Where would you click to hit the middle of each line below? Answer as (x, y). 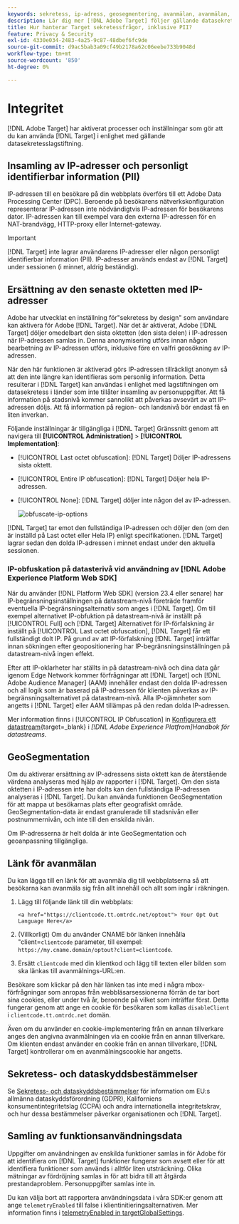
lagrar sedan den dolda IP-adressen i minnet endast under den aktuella (111, 543)
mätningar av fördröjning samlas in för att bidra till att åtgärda (97, 1176)
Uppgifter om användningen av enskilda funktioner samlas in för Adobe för (117, 1153)
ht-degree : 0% (28, 67)
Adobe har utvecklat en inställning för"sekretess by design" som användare (118, 318)
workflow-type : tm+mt (39, 54)
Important (22, 238)
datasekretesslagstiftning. (45, 143)
